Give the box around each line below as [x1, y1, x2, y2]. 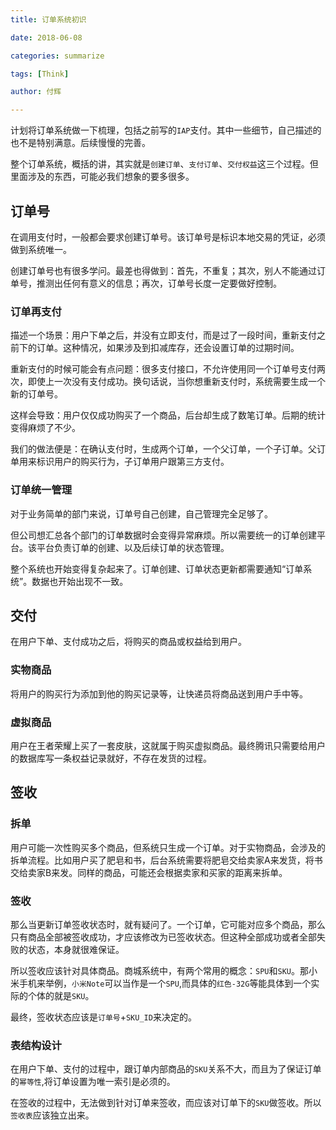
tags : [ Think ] [10, 69, 70, 79]
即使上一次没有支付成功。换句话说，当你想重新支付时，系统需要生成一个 [27, 376, 326, 388]
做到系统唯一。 [10, 243, 72, 255]
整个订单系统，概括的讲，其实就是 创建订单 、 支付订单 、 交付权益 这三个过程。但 [10, 158, 319, 170]
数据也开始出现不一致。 [31, 575, 129, 587]
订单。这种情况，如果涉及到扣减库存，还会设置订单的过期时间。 [36, 342, 300, 354]
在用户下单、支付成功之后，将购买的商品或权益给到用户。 [10, 636, 247, 648]
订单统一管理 [10, 483, 73, 497]
